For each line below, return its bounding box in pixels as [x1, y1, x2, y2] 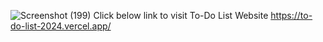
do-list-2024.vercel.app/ [10, 20, 112, 32]
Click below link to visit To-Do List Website [93, 10, 269, 21]
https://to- [270, 10, 313, 21]
